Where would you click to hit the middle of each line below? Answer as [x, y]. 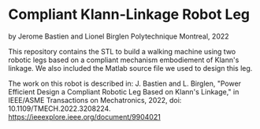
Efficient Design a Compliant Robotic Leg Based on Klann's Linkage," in [124, 91]
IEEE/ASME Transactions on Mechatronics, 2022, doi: [95, 100]
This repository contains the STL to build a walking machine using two [122, 51]
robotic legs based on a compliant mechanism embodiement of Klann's [124, 60]
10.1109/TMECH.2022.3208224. [59, 109]
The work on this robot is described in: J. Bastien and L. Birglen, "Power [125, 83]
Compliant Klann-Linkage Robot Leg [129, 15]
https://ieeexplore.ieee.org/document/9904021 [85, 116]
